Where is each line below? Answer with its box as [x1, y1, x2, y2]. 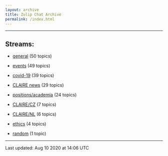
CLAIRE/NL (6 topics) [12, 111, 56, 117]
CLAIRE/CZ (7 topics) [12, 101, 56, 107]
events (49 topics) [12, 63, 50, 69]
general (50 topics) [12, 53, 52, 59]
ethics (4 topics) [12, 121, 46, 127]
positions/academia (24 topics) [12, 92, 77, 98]
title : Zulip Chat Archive [5, 12, 61, 17]
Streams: [5, 39, 34, 48]
